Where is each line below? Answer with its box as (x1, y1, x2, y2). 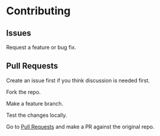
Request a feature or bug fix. (6, 44, 76, 51)
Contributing (6, 4, 71, 18)
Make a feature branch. (6, 100, 64, 107)
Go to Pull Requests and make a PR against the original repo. (6, 123, 155, 130)
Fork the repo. (6, 88, 41, 95)
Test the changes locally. (6, 112, 67, 119)
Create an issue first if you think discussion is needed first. (6, 76, 150, 84)
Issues (6, 28, 32, 38)
